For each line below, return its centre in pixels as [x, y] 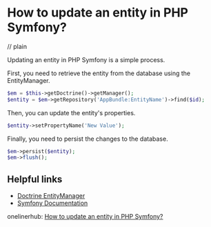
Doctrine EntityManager [51, 196]
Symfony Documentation [52, 203]
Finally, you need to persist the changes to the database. [88, 139]
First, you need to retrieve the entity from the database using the [99, 73]
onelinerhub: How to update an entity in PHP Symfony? [85, 217]
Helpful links [35, 179]
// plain [17, 46]
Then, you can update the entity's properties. [71, 112]
